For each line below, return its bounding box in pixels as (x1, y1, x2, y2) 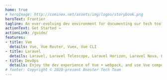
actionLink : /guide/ (5, 30, 48, 35)
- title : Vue (5, 40, 32, 45)
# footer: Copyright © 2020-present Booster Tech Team (5, 68, 121, 73)
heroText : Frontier (5, 16, 46, 21)
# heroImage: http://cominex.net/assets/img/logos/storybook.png (5, 12, 143, 17)
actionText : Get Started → (5, 26, 61, 31)
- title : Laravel (5, 49, 41, 54)
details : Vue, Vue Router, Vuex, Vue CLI (9, 44, 97, 49)
